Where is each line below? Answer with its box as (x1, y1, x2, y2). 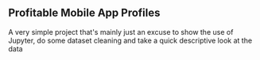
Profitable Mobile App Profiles (8, 6, 161, 20)
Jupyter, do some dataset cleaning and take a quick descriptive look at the (8, 36, 253, 45)
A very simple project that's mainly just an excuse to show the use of (8, 27, 234, 36)
